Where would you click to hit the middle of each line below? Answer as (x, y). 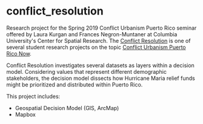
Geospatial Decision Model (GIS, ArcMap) (67, 108)
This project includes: (33, 96)
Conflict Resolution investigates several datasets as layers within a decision (101, 65)
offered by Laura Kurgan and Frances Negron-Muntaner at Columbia (92, 34)
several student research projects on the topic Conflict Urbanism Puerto (96, 47)
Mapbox (25, 114)
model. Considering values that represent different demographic (86, 71)
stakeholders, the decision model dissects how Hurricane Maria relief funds (101, 78)
